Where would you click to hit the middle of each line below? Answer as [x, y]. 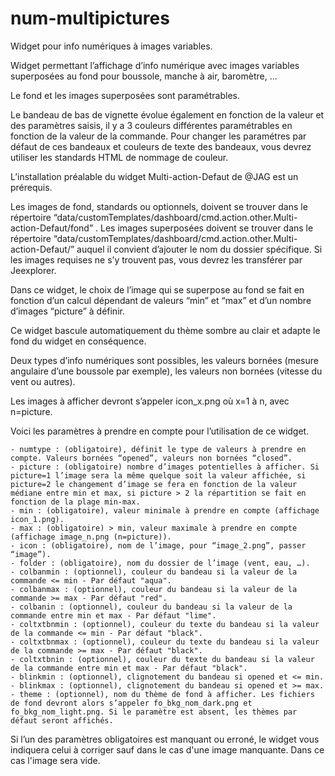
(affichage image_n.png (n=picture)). [91, 537]
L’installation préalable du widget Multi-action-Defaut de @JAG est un [154, 176]
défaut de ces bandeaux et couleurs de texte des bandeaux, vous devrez [161, 146]
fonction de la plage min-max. [75, 502]
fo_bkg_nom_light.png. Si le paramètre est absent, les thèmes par [154, 712]
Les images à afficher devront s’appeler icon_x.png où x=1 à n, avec [150, 401]
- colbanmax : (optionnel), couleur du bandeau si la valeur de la [154, 589]
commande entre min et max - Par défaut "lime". [113, 615]
